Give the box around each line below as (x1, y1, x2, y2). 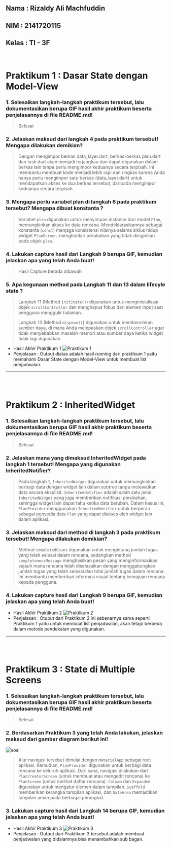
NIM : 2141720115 (6, 21, 61, 30)
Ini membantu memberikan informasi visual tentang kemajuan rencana (18, 574, 165, 580)
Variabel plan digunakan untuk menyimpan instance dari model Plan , (18, 216, 162, 222)
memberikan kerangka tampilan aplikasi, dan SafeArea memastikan (18, 789, 158, 795)
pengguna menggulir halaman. (18, 309, 83, 316)
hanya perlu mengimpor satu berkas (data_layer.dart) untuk (18, 175, 143, 181)
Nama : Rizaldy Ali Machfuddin (6, 4, 106, 13)
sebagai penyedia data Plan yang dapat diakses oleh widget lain (18, 511, 153, 517)
